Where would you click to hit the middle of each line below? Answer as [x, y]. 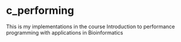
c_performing [40, 11]
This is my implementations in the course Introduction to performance [90, 26]
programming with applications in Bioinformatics [65, 32]
